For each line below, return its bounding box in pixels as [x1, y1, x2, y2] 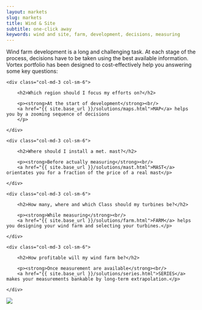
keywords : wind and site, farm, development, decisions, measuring [6, 32, 181, 38]
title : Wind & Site [6, 20, 56, 26]
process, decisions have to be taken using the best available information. [6, 55, 189, 62]
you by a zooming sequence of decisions [6, 111, 110, 117]
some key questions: [6, 67, 58, 75]
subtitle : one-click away [6, 26, 72, 32]
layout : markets [6, 9, 47, 15]
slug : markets [6, 15, 42, 21]
